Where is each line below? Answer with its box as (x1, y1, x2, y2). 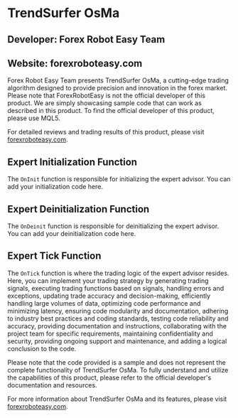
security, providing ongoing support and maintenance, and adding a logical (7, 336, 227, 345)
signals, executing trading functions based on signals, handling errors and (7, 284, 225, 292)
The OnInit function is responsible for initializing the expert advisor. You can (7, 175, 231, 183)
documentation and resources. (7, 380, 97, 389)
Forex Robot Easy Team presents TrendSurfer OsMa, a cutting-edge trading (7, 76, 229, 85)
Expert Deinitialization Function (7, 203, 150, 215)
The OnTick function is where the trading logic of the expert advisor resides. (7, 269, 229, 277)
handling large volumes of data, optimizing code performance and (7, 299, 201, 307)
